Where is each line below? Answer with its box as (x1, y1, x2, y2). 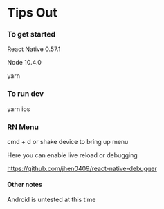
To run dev (7, 89, 44, 99)
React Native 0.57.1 (7, 45, 61, 53)
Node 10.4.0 (7, 59, 42, 67)
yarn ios (7, 105, 30, 113)
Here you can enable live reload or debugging (7, 151, 138, 159)
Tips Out (7, 5, 57, 21)
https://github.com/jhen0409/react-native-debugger (7, 164, 157, 173)
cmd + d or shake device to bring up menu (7, 138, 129, 146)
